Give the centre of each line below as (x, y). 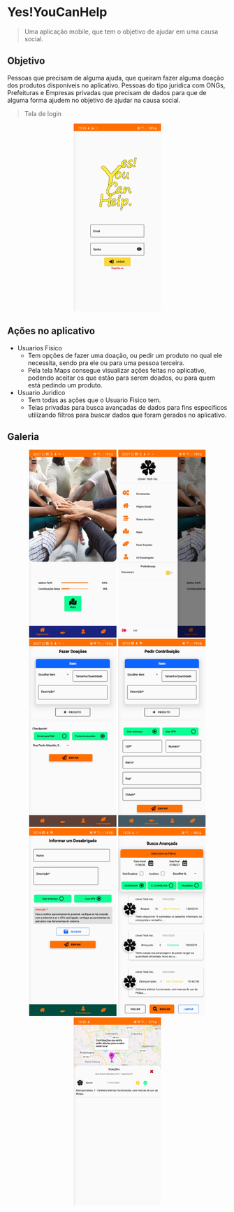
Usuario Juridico (41, 392)
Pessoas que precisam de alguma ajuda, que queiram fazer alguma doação (116, 78)
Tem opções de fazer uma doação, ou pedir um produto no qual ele (125, 355)
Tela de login (43, 113)
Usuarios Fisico (40, 348)
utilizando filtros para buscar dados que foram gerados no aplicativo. (127, 415)
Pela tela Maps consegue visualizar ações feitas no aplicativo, (117, 370)
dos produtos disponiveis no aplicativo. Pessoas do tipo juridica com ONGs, (116, 85)
